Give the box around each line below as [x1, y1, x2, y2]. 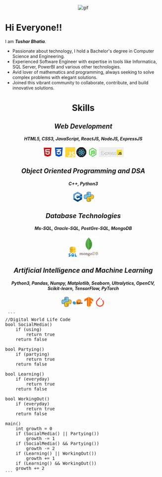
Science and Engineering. [12, 53, 65, 59]
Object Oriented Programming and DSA [21, 167, 145, 176]
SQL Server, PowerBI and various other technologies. [12, 63, 121, 69]
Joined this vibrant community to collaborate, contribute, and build [12, 79, 149, 85]
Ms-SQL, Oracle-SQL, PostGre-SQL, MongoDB [34, 226, 132, 232]
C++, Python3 [68, 180, 98, 186]
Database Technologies [45, 211, 121, 220]
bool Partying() [5, 346, 45, 352]
